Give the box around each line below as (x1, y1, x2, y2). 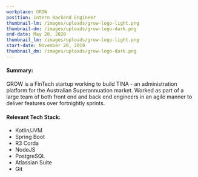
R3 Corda (15, 140, 39, 147)
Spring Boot (15, 134, 45, 141)
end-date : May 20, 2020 (6, 31, 67, 37)
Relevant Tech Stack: (6, 113, 61, 121)
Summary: (6, 67, 33, 74)
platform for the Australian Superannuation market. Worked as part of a (6, 86, 184, 94)
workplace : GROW (6, 8, 47, 15)
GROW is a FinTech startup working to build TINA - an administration (6, 80, 177, 88)
